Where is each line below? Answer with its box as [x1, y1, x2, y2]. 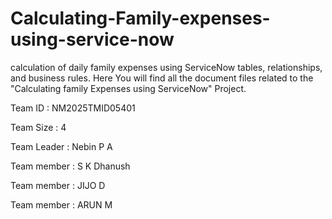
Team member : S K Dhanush [10, 160, 131, 172]
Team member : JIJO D [10, 179, 106, 191]
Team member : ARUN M [10, 198, 113, 211]
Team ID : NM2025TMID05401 [10, 102, 136, 114]
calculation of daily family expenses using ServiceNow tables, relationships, [10, 61, 323, 73]
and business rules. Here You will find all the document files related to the [10, 72, 314, 84]
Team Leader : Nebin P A [10, 140, 113, 152]
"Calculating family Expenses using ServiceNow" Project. [10, 82, 247, 94]
